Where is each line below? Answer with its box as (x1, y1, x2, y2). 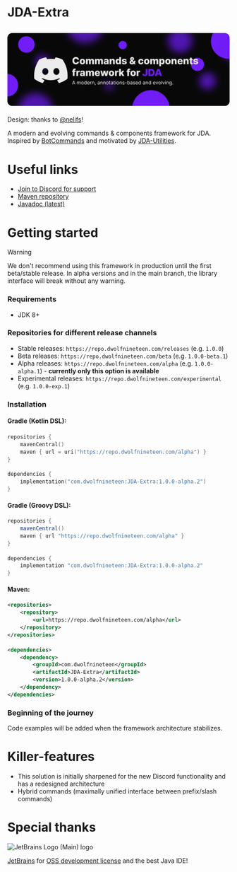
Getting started (7, 224, 99, 240)
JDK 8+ (17, 310, 40, 319)
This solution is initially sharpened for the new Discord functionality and (17, 772, 226, 780)
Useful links (7, 161, 79, 178)
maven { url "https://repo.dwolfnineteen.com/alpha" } (20, 532, 185, 540)
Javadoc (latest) (17, 199, 66, 209)
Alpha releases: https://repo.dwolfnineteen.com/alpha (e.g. (17, 359, 193, 368)
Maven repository (17, 192, 69, 201)
